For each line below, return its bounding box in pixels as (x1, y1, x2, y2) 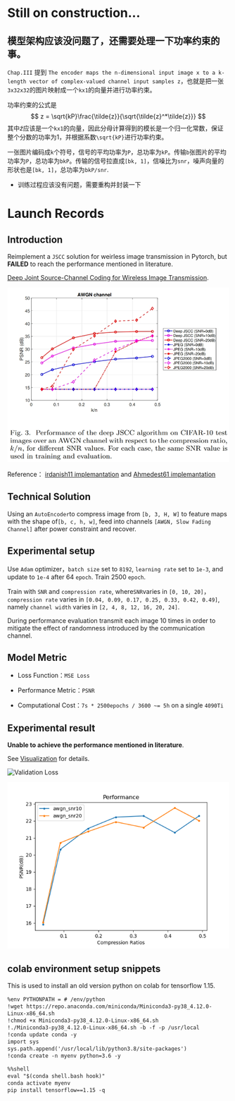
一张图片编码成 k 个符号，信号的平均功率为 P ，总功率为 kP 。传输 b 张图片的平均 (7, 148, 227, 156)
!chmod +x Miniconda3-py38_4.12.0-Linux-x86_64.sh (7, 1017, 159, 1024)
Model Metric (7, 651, 68, 664)
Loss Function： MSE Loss (17, 671, 90, 680)
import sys (7, 1038, 39, 1045)
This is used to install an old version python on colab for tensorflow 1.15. (7, 981, 216, 990)
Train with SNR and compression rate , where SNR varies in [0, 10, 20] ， (7, 587, 210, 595)
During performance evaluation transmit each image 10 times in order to (7, 616, 216, 625)
